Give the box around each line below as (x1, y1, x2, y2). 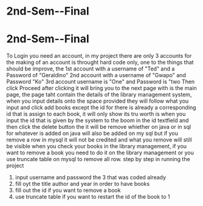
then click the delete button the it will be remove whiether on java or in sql (6, 123, 191, 131)
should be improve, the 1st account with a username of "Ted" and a (6, 65, 175, 72)
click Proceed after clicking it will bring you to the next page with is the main (6, 84, 198, 92)
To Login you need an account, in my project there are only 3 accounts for (6, 52, 192, 60)
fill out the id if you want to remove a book (15, 187, 121, 194)
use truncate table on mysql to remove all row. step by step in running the (6, 156, 190, 163)
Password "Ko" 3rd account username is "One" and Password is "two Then (6, 78, 195, 86)
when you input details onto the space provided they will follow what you (6, 97, 189, 105)
